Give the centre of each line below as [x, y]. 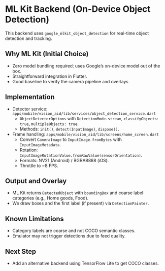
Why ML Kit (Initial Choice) [47, 54]
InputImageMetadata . [40, 144]
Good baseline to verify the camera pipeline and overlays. [71, 81]
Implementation [30, 97]
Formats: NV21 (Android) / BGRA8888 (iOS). [64, 160]
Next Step [21, 252]
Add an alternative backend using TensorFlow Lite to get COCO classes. [85, 263]
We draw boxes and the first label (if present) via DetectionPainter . [81, 203]
